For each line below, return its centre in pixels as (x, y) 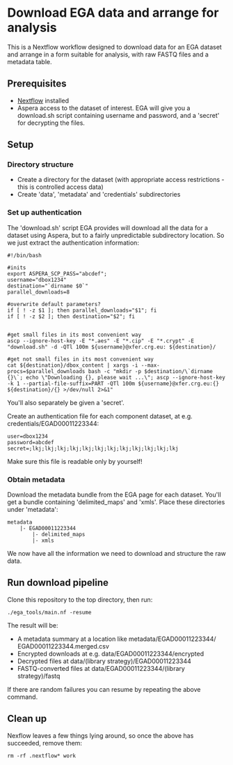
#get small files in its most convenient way (74, 335)
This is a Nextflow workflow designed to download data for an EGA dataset (115, 47)
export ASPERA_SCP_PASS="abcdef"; (57, 273)
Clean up (27, 719)
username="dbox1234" (37, 280)
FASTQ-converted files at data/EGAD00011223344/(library (101, 668)
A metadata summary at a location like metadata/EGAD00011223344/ (116, 639)
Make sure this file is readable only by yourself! (75, 461)
